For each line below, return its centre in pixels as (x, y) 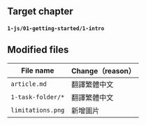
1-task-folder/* (38, 97)
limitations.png (38, 110)
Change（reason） (103, 71)
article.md (29, 84)
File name (37, 71)
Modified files (38, 50)
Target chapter (40, 12)
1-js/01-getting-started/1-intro (56, 28)
